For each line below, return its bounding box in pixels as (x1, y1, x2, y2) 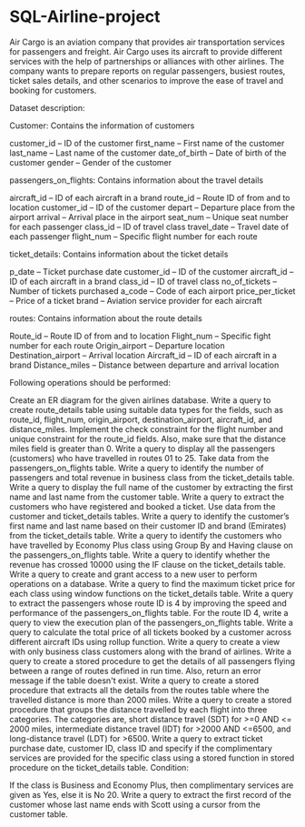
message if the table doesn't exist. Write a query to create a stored (9, 675, 260, 686)
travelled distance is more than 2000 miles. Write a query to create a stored (9, 694, 292, 705)
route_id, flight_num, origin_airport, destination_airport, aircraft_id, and (9, 414, 272, 425)
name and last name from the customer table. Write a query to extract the (9, 491, 284, 502)
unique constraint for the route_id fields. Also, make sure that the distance (9, 433, 286, 444)
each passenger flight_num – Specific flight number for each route (9, 230, 258, 242)
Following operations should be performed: (9, 377, 171, 388)
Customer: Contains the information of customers (9, 120, 195, 131)
